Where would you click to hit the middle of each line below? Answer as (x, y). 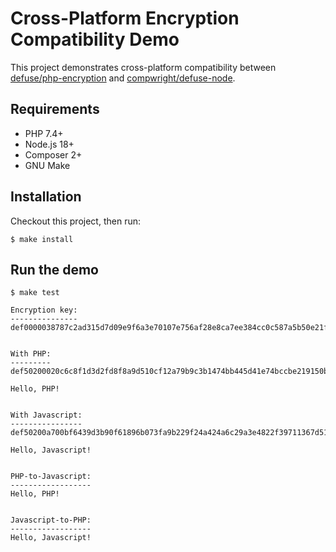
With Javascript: (46, 415)
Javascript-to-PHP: (51, 520)
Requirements (55, 109)
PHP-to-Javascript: (51, 477)
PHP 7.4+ (44, 133)
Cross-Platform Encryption (125, 18)
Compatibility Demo (95, 39)
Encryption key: (44, 310)
